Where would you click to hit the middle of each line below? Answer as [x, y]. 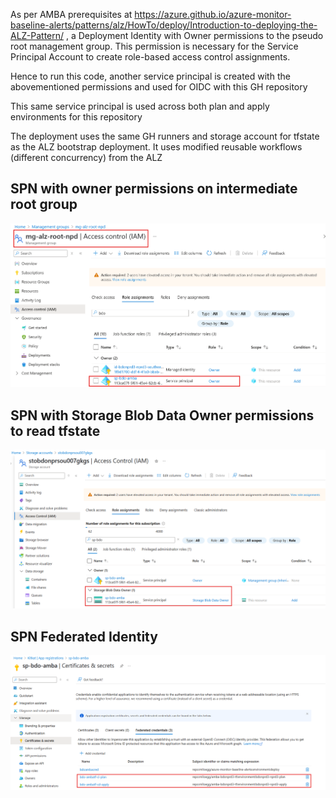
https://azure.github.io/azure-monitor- [213, 14]
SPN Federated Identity [84, 636]
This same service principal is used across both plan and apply [140, 106]
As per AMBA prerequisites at [71, 14]
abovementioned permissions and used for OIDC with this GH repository [159, 87]
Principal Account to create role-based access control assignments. [150, 57]
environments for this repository [76, 117]
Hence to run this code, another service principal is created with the [150, 76]
